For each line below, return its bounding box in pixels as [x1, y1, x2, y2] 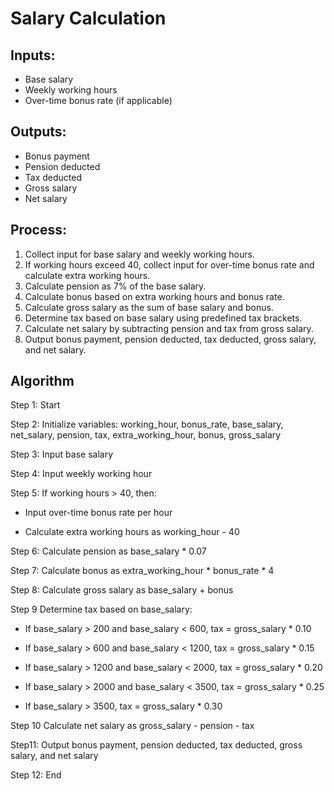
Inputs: [10, 47, 56, 64]
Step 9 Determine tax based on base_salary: [10, 603, 193, 616]
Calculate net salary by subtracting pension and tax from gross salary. [24, 322, 314, 334]
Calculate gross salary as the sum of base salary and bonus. [24, 301, 274, 313]
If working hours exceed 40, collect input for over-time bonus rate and [24, 258, 315, 271]
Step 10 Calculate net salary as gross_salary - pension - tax [10, 720, 255, 732]
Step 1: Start [10, 399, 61, 411]
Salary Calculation [10, 7, 167, 30]
